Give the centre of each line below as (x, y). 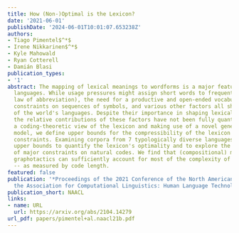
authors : (20, 34)
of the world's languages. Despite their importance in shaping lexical (124, 113)
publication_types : (36, 73)
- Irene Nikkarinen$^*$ (43, 47)
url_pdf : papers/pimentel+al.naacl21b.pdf (71, 219)
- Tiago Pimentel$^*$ (39, 40)
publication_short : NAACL (46, 193)
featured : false (31, 172)
